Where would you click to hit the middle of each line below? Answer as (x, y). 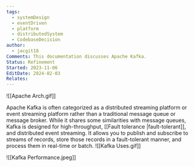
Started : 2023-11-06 (32, 68)
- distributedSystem (37, 34)
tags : (13, 12)
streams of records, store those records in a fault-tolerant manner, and (94, 139)
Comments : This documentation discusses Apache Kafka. (77, 56)
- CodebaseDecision (36, 40)
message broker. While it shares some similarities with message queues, (96, 120)
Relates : (17, 79)
